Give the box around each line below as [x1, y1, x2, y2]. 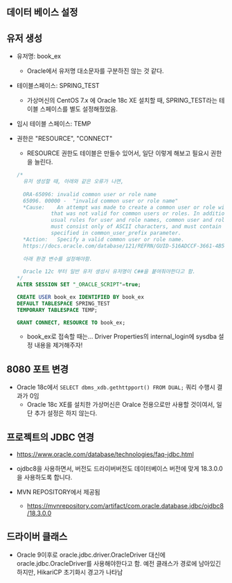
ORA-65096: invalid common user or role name [23, 191, 157, 198]
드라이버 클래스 [6, 531, 68, 543]
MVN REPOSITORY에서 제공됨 [16, 488, 101, 496]
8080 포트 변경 [6, 363, 69, 375]
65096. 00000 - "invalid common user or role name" [23, 197, 179, 205]
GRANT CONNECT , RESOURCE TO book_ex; [16, 319, 126, 326]
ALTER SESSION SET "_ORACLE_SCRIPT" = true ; [16, 281, 141, 288]
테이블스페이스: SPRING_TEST [16, 82, 100, 90]
